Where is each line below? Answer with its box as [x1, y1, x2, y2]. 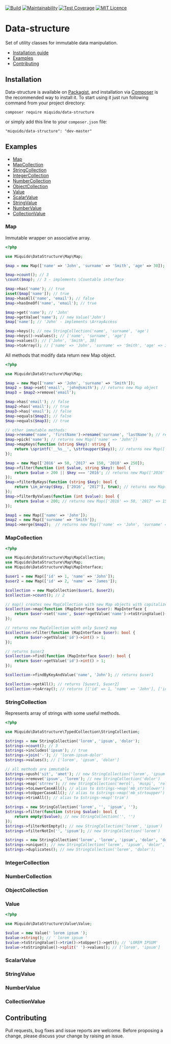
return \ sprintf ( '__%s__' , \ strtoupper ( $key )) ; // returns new [14, 447, 152, 452]
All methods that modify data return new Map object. [5, 352, 116, 358]
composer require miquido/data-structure [5, 110, 95, 115]
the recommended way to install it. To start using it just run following [5, 94, 149, 100]
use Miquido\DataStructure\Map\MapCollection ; [5, 555, 106, 560]
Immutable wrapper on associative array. [5, 234, 91, 241]
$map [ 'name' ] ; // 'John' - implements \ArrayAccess [5, 319, 117, 324]
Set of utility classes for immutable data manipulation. [5, 39, 118, 46]
